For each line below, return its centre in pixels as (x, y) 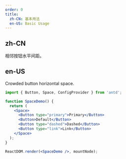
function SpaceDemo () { (30, 101)
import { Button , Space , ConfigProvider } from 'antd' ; (63, 92)
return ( (18, 106)
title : (12, 14)
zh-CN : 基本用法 (25, 19)
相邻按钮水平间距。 (25, 56)
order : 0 (14, 10)
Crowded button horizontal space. (40, 83)
